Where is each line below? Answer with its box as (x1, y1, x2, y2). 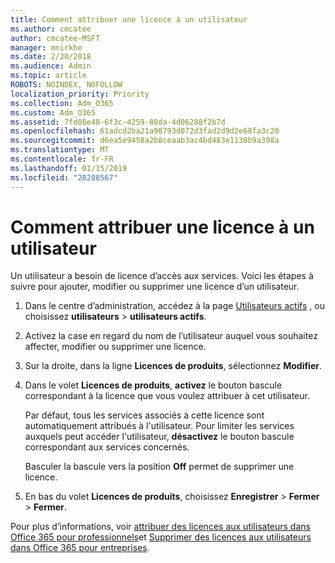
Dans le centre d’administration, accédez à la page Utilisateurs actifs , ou (24, 300, 325, 312)
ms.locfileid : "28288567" (10, 172, 118, 183)
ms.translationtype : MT (10, 145, 110, 155)
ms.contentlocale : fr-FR (10, 154, 114, 164)
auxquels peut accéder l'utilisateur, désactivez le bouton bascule (24, 431, 295, 443)
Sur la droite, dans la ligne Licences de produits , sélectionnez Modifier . (24, 360, 323, 372)
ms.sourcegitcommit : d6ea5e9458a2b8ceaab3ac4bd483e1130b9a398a (10, 136, 280, 146)
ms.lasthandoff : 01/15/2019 (10, 163, 128, 173)
